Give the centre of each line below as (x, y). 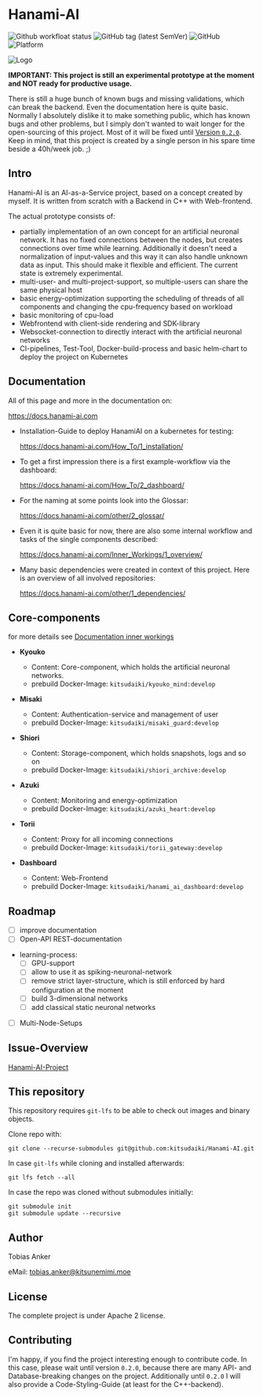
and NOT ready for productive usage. (70, 83)
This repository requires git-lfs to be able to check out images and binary (129, 1111)
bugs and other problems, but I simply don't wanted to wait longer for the (126, 123)
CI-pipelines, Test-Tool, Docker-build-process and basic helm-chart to (133, 348)
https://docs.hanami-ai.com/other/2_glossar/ (92, 515)
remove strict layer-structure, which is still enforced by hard (128, 981)
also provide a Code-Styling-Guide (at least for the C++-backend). (116, 1384)
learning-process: (48, 955)
